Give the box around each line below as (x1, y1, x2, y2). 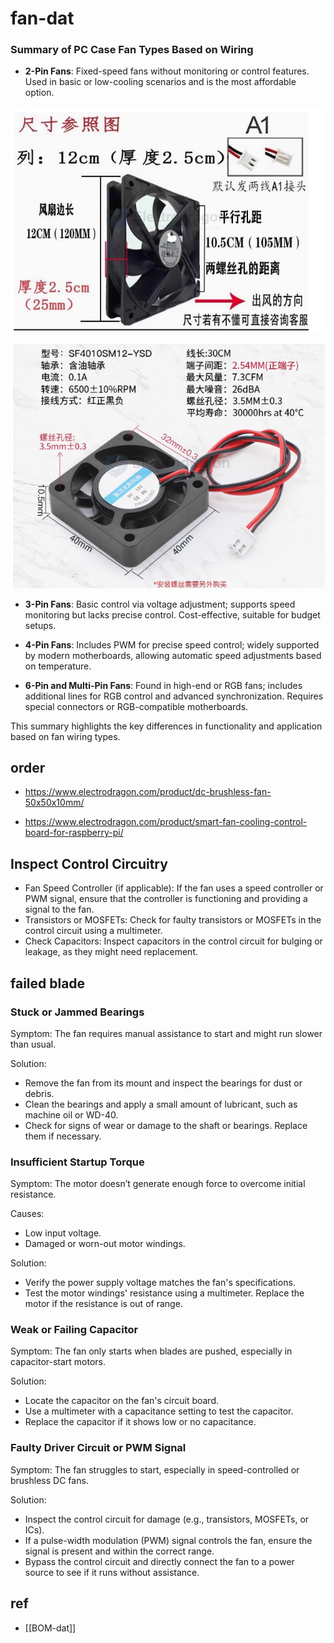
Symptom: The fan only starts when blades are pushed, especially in (10, 1345, 293, 1357)
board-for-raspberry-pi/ (24, 827, 124, 839)
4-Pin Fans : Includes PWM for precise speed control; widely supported (24, 638, 320, 651)
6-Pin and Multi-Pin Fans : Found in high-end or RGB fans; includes (24, 679, 303, 691)
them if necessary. (24, 1130, 102, 1142)
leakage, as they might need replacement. (24, 946, 198, 958)
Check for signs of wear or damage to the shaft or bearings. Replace (24, 1119, 308, 1131)
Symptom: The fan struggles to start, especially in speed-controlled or (10, 1463, 300, 1476)
